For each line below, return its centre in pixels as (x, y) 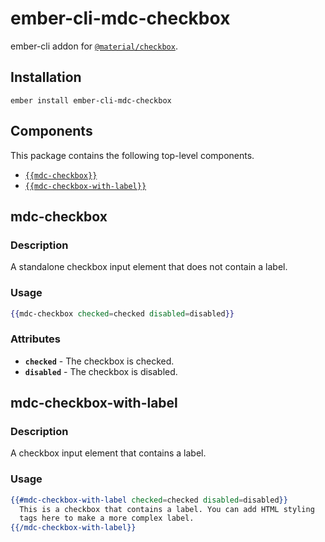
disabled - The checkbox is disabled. (101, 371)
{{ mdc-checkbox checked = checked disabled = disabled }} (122, 313)
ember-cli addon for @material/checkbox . (94, 46)
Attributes (35, 339)
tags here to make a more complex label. (107, 518)
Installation (46, 77)
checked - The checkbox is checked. (99, 361)
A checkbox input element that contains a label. (108, 453)
